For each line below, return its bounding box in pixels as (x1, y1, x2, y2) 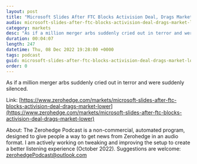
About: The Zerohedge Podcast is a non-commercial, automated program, (6, 127, 185, 134)
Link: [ (6, 97, 22, 104)
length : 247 (6, 42, 35, 47)
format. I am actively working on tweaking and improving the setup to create (6, 139, 191, 146)
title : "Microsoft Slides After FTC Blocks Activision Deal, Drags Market (6, 14, 193, 20)
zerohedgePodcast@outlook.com (6, 152, 87, 159)
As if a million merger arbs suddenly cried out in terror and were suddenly (6, 79, 185, 86)
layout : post (6, 8, 38, 15)
